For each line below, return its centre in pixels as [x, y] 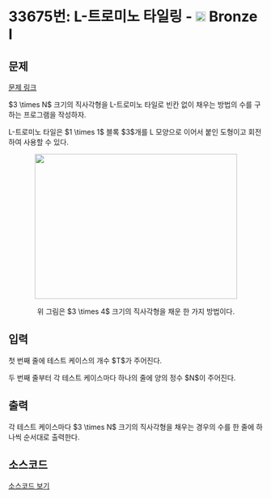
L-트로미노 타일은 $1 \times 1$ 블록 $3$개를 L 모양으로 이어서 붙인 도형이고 [127, 132]
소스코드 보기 [29, 486]
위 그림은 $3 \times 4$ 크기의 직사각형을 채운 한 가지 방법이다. [136, 311]
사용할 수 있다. [46, 142]
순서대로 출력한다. [51, 437]
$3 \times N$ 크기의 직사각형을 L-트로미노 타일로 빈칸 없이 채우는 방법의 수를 [130, 105]
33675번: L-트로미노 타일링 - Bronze [133, 17]
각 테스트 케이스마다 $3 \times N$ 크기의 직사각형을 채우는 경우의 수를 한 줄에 [131, 427]
